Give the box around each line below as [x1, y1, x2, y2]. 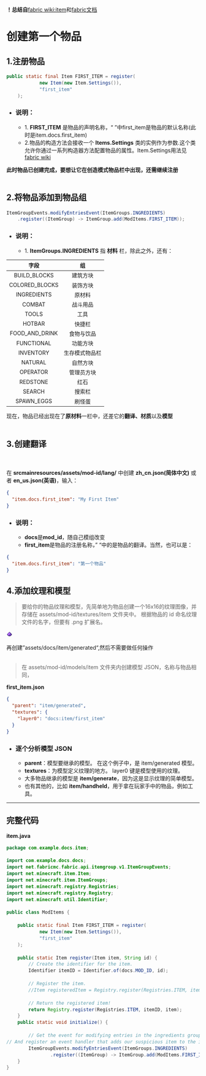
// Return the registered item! [28, 1000, 112, 1006]
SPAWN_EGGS [15, 398, 53, 405]
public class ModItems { [6, 909, 70, 916]
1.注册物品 [6, 56, 45, 66]
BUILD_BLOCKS [13, 271, 54, 279]
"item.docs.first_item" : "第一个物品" [12, 561, 106, 567]
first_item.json [6, 683, 45, 691]
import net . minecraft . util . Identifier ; [6, 896, 109, 902]
